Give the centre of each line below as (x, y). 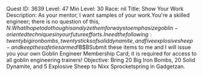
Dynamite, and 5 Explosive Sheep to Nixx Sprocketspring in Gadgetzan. (96, 66)
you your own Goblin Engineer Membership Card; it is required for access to (101, 53)
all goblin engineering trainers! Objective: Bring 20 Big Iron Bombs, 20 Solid (101, 60)
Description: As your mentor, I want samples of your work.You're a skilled (98, 15)
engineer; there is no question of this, (53, 21)
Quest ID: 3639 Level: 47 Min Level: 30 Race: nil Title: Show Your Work (95, 9)
